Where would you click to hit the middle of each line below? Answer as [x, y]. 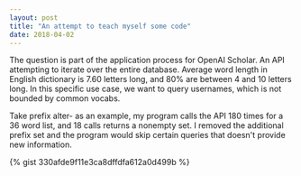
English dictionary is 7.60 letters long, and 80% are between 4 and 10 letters [150, 79]
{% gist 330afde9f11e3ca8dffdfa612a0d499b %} [100, 162]
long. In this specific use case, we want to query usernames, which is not [146, 89]
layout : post [34, 18]
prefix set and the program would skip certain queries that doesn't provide [147, 135]
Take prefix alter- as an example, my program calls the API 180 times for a [146, 116]
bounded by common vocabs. [65, 98]
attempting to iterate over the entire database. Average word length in [139, 69]
